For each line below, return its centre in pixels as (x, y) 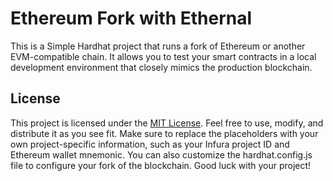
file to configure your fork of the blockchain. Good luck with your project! (161, 165)
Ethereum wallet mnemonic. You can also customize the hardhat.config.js (161, 154)
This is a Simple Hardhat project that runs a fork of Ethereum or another (158, 46)
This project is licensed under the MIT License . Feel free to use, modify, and (167, 123)
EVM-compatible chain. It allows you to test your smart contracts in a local (163, 56)
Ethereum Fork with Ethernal (131, 18)
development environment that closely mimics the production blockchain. (161, 67)
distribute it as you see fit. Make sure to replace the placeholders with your (164, 133)
